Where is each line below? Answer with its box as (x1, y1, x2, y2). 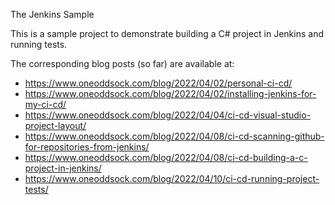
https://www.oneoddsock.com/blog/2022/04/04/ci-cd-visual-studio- (24, 109, 312, 121)
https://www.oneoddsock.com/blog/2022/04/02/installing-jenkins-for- (24, 88, 317, 99)
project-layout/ (24, 120, 87, 131)
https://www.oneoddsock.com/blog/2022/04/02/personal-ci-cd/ (24, 77, 293, 89)
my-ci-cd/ (24, 99, 67, 110)
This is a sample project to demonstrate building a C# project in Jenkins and (10, 28, 324, 39)
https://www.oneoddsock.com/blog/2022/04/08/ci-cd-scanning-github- (24, 130, 325, 142)
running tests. (10, 39, 68, 50)
